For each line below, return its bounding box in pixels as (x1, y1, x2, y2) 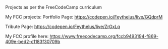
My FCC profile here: (5, 33, 49, 39)
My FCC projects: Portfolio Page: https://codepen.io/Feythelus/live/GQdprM (5, 14, 163, 19)
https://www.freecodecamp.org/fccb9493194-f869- (49, 33, 159, 39)
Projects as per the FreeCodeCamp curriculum (5, 4, 102, 10)
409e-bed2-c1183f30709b (5, 38, 61, 44)
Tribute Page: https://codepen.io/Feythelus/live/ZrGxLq (5, 23, 120, 29)
